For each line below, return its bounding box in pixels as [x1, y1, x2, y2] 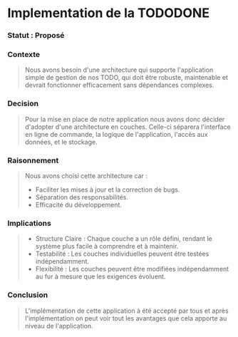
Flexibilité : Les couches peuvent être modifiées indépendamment [35, 265, 229, 274]
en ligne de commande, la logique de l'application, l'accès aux [24, 130, 208, 138]
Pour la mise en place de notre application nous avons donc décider [24, 115, 225, 123]
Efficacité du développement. [35, 201, 123, 209]
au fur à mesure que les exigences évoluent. [35, 272, 166, 281]
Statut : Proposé [7, 31, 65, 41]
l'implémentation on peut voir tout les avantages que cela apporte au [24, 313, 227, 322]
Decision [7, 98, 39, 108]
